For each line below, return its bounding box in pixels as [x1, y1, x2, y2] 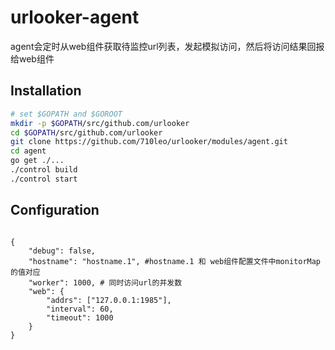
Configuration [10, 202, 100, 219]
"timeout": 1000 [46, 312, 114, 323]
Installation [10, 82, 82, 100]
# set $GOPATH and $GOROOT [10, 109, 123, 119]
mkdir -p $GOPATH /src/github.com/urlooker [10, 118, 190, 128]
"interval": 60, [46, 304, 114, 314]
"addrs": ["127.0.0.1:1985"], [46, 295, 172, 305]
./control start [10, 174, 78, 184]
